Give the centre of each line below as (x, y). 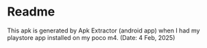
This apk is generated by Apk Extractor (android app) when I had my (103, 30)
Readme (31, 12)
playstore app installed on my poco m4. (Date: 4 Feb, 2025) (91, 37)
